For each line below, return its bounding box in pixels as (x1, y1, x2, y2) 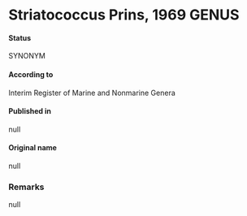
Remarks (8, 181, 45, 192)
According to (8, 69, 54, 79)
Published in (8, 106, 51, 116)
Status (8, 32, 32, 42)
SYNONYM (8, 51, 46, 61)
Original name (8, 143, 57, 153)
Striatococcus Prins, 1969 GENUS (8, 6, 240, 24)
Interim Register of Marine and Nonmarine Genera (8, 88, 176, 97)
